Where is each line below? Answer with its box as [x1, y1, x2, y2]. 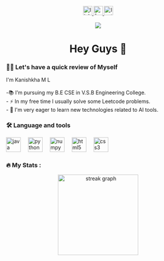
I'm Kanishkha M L [6, 76, 51, 84]
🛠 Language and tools [6, 121, 71, 129]
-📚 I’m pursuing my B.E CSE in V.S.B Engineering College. [6, 89, 146, 96]
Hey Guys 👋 [69, 42, 127, 56]
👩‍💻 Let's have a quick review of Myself [6, 63, 118, 71]
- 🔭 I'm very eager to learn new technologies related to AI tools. [6, 107, 159, 114]
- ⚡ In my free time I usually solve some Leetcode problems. [6, 98, 151, 105]
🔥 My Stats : [6, 161, 41, 169]
